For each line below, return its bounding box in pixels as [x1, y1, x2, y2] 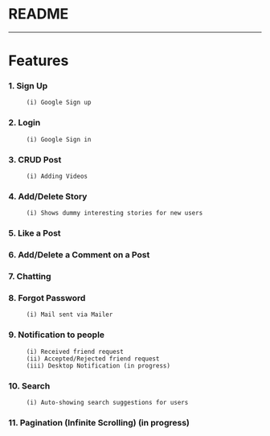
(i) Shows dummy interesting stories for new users [26, 209, 203, 217]
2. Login [8, 117, 41, 129]
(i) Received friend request [26, 348, 125, 356]
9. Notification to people [8, 329, 105, 340]
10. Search [8, 380, 51, 391]
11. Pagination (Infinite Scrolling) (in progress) [8, 417, 190, 428]
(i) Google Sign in [26, 135, 92, 143]
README [8, 5, 69, 23]
